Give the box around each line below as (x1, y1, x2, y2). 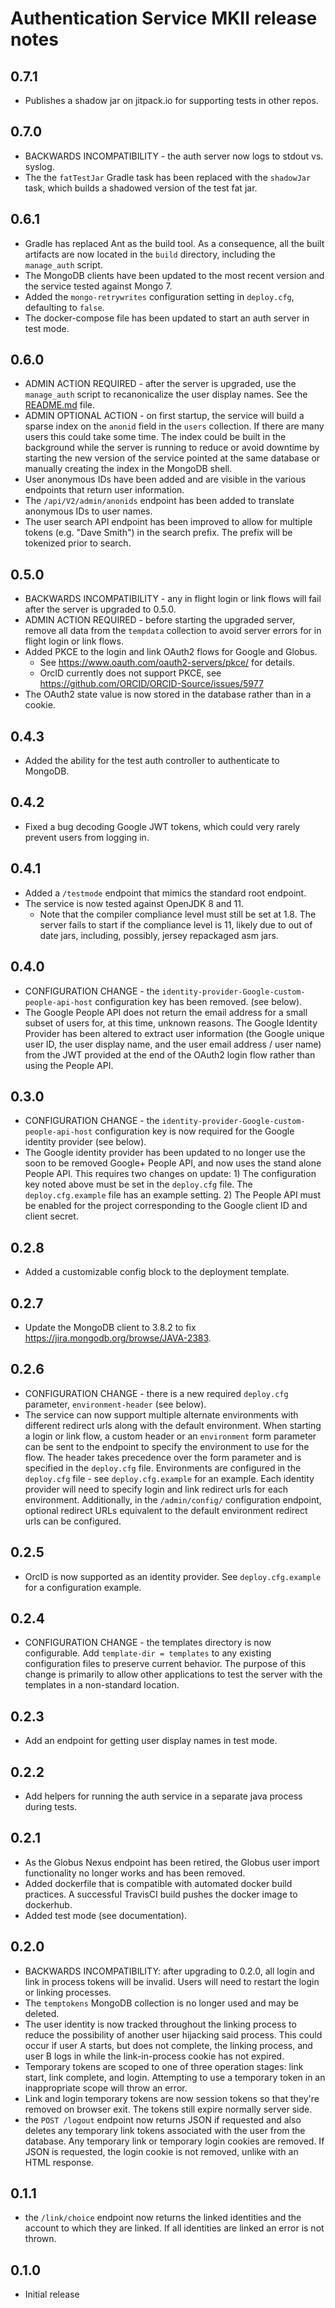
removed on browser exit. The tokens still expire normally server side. (24, 2103, 313, 2115)
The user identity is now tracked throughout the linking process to (24, 2018, 297, 2030)
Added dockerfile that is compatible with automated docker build (24, 1877, 293, 1889)
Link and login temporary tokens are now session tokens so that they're (24, 2092, 320, 2104)
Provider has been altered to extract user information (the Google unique (24, 1027, 325, 1039)
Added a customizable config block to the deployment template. (24, 1266, 290, 1278)
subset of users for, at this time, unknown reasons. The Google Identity (24, 1017, 318, 1029)
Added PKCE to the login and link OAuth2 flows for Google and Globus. (24, 646, 318, 658)
